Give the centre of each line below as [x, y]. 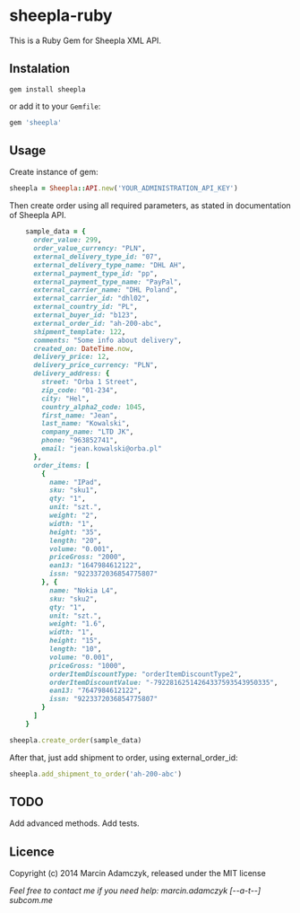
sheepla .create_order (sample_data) [76, 740]
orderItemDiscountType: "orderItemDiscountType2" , [146, 674]
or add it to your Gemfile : [55, 106]
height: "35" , [75, 532]
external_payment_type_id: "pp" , [95, 273]
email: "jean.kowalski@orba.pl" [102, 449]
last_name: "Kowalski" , [86, 424]
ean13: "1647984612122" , [95, 566]
